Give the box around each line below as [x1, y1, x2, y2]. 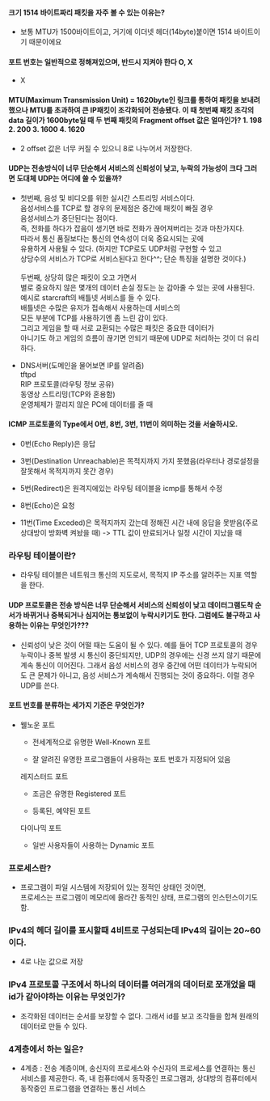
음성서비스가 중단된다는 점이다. [19, 213, 119, 222]
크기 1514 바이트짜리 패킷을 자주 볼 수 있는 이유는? [8, 7, 166, 17]
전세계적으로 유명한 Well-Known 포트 [32, 737, 151, 747]
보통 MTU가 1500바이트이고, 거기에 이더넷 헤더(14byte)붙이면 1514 [19, 27, 233, 36]
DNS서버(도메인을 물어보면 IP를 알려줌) [19, 360, 145, 370]
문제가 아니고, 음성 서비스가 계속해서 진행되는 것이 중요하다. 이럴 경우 [37, 670, 255, 680]
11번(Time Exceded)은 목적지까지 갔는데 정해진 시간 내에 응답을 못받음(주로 [19, 518, 259, 527]
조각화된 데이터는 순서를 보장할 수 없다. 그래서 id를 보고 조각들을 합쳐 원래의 [19, 1011, 259, 1021]
